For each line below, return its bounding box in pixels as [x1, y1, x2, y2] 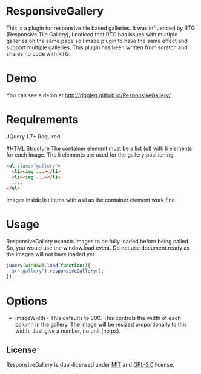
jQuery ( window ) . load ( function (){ [6, 262, 91, 268]
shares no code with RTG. [6, 50, 71, 57]
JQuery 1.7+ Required [6, 132, 61, 140]
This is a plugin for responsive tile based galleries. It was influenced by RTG [6, 24, 196, 32]
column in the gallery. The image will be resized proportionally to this [15, 321, 188, 328]
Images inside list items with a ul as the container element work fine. [6, 196, 177, 204]
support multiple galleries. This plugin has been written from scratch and [6, 44, 188, 51]
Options [6, 294, 47, 308]
